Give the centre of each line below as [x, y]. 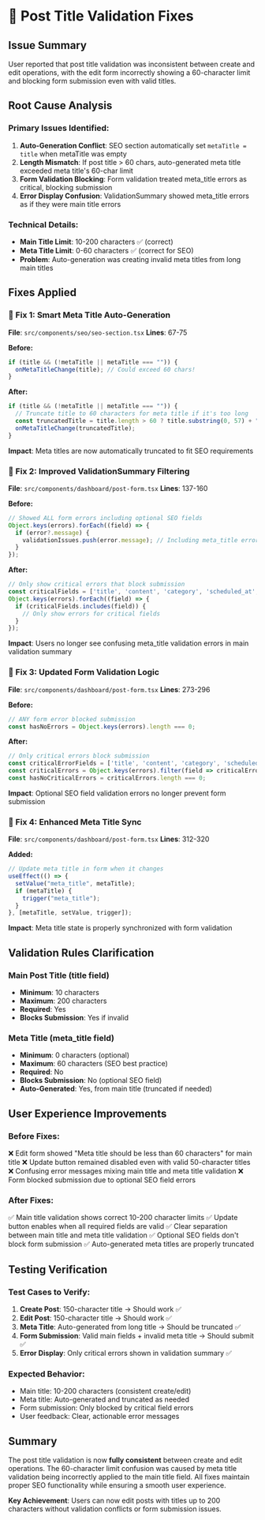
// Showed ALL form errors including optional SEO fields [105, 518]
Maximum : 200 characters [63, 1001]
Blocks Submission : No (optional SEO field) [91, 1080]
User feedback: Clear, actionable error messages [99, 1417]
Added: [21, 855]
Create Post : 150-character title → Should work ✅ [101, 1308]
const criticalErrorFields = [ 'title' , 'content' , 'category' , [114, 764]
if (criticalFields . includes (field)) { [81, 606]
